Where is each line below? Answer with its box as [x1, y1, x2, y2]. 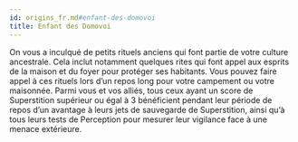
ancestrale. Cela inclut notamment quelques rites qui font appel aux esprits [9, 56, 290, 67]
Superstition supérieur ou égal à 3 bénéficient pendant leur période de [9, 94, 273, 105]
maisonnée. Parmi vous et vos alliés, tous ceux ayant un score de [9, 85, 254, 96]
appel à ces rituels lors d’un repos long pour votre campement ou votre [9, 75, 274, 86]
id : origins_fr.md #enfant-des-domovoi [9, 13, 156, 23]
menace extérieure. [9, 123, 82, 134]
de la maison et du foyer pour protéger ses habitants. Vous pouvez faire [9, 65, 278, 77]
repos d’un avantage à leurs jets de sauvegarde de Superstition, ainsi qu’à [9, 104, 285, 115]
